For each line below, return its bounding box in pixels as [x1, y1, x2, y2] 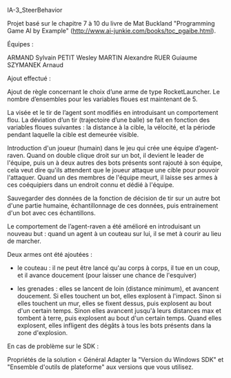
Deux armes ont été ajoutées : [7, 251, 93, 258]
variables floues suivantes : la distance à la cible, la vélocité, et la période [7, 123, 216, 131]
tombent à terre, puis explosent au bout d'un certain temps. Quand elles [17, 314, 222, 322]
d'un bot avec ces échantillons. [7, 209, 96, 217]
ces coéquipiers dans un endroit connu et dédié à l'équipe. [7, 181, 174, 189]
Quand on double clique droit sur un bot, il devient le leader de [26, 152, 205, 159]
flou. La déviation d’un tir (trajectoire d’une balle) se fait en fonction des [7, 116, 210, 124]
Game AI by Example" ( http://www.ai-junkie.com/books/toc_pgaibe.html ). [7, 27, 216, 35]
